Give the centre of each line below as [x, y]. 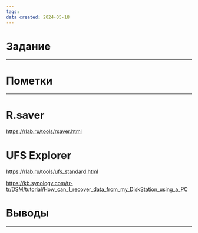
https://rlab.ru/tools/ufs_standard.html [52, 171]
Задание [29, 46]
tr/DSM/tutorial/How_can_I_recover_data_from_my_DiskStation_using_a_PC [97, 189]
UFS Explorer [39, 155]
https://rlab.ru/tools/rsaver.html [44, 131]
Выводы [27, 213]
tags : [13, 12]
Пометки [29, 81]
